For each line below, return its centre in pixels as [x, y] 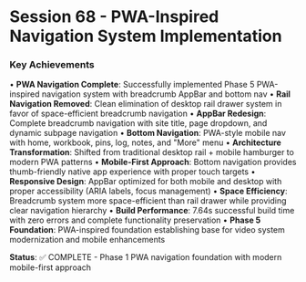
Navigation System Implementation [146, 36]
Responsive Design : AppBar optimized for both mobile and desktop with [146, 182]
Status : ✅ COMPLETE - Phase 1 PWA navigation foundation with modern [146, 257]
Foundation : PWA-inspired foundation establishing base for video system [147, 230]
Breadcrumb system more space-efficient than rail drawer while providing [148, 201]
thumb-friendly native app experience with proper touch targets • [133, 172]
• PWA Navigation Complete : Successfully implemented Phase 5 [132, 85]
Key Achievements [52, 65]
